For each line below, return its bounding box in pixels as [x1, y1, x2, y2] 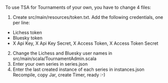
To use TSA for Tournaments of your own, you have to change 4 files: [5, 5, 151, 10]
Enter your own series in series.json [12, 61, 88, 67]
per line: [12, 20, 30, 25]
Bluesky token [12, 35, 43, 41]
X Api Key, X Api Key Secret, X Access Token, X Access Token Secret [12, 40, 159, 46]
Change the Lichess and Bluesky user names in [12, 50, 113, 56]
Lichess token [12, 30, 42, 35]
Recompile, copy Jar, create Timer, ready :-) [12, 72, 105, 78]
